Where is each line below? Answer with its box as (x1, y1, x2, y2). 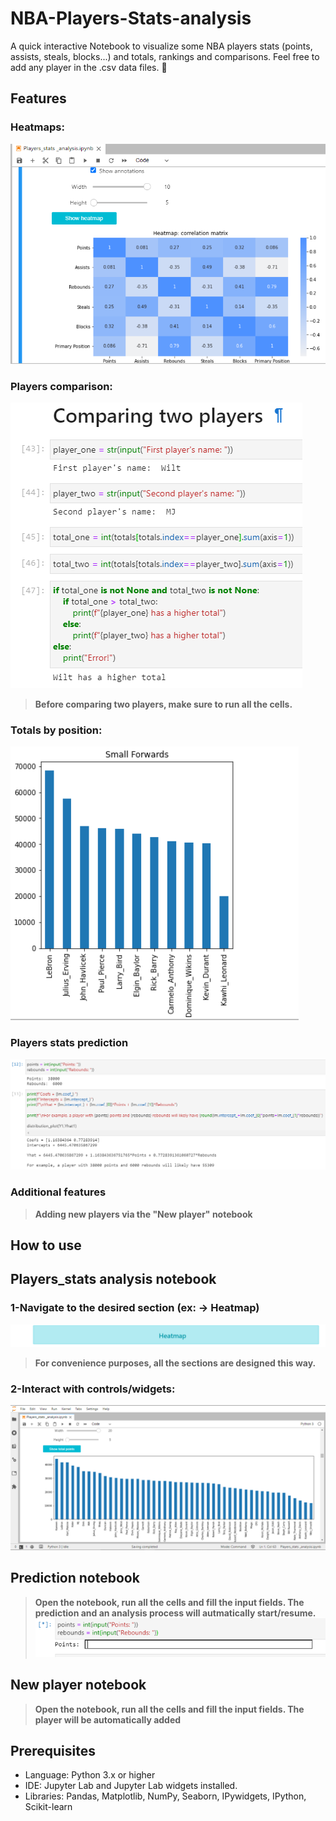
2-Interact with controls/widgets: (10, 1382, 176, 1396)
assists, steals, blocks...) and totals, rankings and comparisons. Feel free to (10, 50, 320, 62)
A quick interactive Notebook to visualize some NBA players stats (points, (10, 40, 313, 52)
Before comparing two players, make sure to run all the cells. (34, 698, 293, 711)
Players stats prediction (10, 1036, 129, 1050)
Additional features (10, 1185, 107, 1199)
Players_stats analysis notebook (10, 1271, 217, 1288)
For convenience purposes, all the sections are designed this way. (34, 1357, 317, 1369)
